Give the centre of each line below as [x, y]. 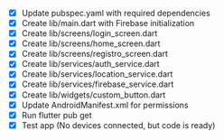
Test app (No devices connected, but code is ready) [118, 125]
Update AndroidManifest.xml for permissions [105, 105]
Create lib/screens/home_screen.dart [91, 43]
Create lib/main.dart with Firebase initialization [108, 23]
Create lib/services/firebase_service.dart [98, 84]
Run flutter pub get [56, 115]
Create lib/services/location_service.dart [97, 74]
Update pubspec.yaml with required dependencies [116, 13]
